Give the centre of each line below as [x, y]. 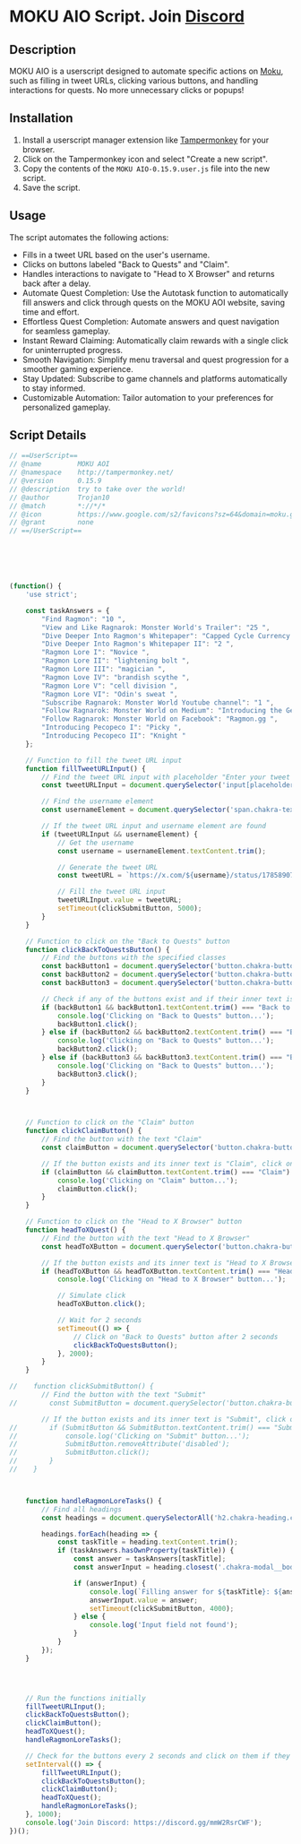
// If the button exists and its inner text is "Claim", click [162, 1164]
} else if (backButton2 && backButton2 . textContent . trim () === [162, 1033]
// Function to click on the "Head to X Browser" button [134, 1222]
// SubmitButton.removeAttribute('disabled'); [120, 1444]
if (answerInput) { [109, 1583]
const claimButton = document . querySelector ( [128, 1148]
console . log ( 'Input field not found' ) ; [164, 1625]
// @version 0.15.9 [56, 481]
